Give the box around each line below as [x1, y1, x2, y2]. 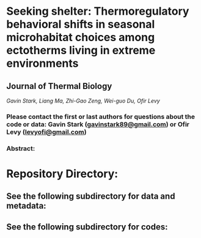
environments [6, 56, 79, 71]
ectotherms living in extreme [6, 44, 156, 58]
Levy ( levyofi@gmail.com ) [6, 128, 87, 136]
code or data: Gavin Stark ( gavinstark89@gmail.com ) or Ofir [6, 120, 189, 128]
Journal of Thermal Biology [6, 81, 112, 91]
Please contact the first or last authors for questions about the [6, 112, 196, 121]
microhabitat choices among [6, 31, 155, 44]
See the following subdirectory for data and [6, 191, 175, 202]
